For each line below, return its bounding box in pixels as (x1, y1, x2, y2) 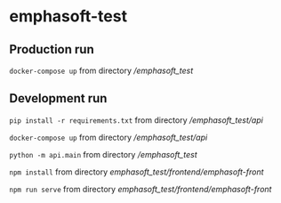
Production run (9, 42, 95, 57)
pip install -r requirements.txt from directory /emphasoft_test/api (9, 114, 264, 126)
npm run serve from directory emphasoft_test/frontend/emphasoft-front (9, 183, 272, 194)
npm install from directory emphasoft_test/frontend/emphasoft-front (9, 166, 264, 177)
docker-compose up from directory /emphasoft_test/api (9, 132, 208, 142)
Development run (9, 91, 108, 106)
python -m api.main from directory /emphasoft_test (9, 149, 197, 159)
